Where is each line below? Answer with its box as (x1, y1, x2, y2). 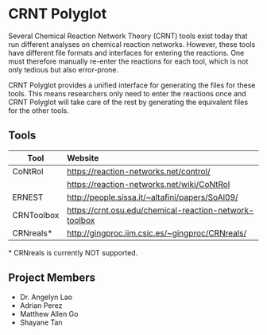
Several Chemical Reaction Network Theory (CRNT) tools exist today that (8, 31, 248, 41)
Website (66, 152, 99, 163)
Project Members (8, 271, 96, 285)
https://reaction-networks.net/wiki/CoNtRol (66, 178, 230, 189)
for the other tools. (8, 105, 70, 115)
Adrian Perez (19, 300, 63, 310)
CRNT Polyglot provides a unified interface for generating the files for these (8, 80, 256, 90)
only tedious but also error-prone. (8, 64, 119, 74)
